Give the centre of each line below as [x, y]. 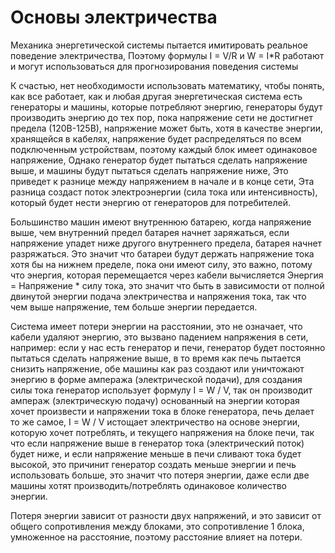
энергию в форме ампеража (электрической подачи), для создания [156, 379]
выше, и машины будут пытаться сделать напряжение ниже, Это [149, 170]
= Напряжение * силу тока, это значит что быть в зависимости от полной [167, 285]
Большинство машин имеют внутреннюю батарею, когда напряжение [161, 222]
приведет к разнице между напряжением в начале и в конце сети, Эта [162, 181]
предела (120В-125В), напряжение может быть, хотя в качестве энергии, [167, 128]
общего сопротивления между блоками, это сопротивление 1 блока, [157, 526]
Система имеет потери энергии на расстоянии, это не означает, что [156, 326]
